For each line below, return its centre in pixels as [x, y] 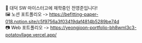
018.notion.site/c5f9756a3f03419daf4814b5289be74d [62, 21]
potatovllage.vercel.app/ [31, 35]
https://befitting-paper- [74, 14]
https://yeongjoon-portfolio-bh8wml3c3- [93, 28]
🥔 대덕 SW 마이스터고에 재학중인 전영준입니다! [52, 8]
